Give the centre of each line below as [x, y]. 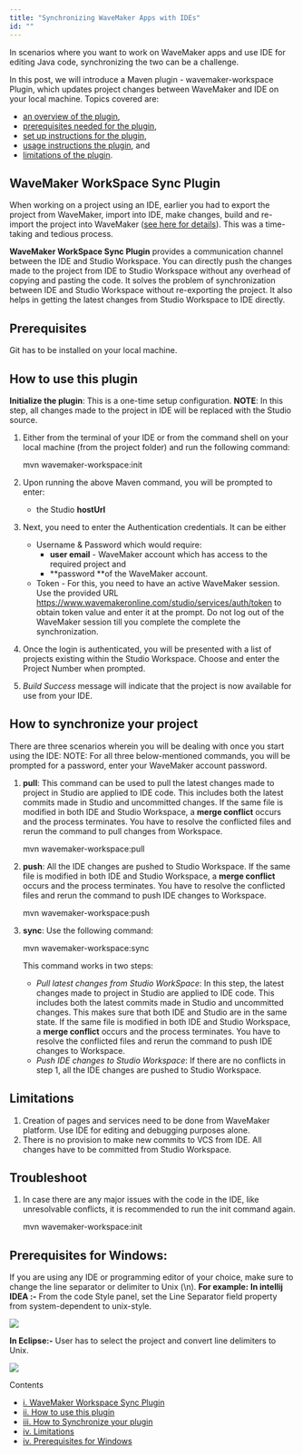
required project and [88, 564]
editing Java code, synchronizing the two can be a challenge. [124, 62]
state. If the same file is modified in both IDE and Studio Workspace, [163, 1021]
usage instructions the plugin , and [86, 145]
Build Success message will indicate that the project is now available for [157, 685]
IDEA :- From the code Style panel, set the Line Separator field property [143, 1297]
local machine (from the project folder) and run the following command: [156, 447]
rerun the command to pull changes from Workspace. [122, 831]
